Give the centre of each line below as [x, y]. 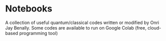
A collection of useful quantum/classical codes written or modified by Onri [82, 22]
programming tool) [38, 33]
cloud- [154, 27]
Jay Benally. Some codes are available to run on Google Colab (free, [76, 27]
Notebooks [29, 9]
